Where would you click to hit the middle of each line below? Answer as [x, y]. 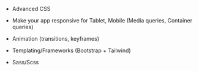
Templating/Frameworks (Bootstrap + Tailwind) [71, 50]
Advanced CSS [31, 9]
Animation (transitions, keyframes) [56, 39]
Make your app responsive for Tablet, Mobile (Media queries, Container [102, 20]
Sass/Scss [25, 62]
